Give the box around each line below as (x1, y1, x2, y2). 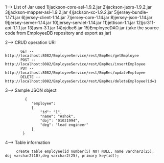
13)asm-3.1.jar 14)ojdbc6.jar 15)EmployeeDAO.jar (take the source (27, 25, 159, 31)
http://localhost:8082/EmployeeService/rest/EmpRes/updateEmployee (5, 70, 146, 75)
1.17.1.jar (5, 15, 21, 20)
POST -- (20, 58, 36, 62)
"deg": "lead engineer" (40, 122, 89, 127)
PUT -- (20, 66, 34, 71)
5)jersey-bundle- (114, 9, 148, 15)
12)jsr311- (136, 20, 156, 25)
